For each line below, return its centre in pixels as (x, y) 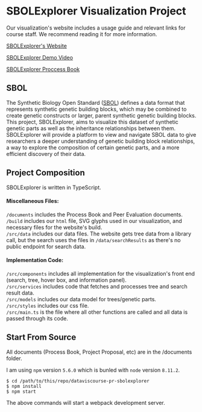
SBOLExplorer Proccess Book (43, 69)
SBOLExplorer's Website (37, 46)
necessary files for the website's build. (54, 227)
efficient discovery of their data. (46, 154)
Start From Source (41, 338)
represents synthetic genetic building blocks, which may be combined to (96, 109)
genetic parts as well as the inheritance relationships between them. (91, 128)
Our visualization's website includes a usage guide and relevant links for (96, 28)
